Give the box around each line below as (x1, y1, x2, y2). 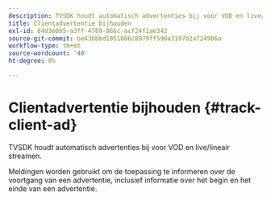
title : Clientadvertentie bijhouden (8, 19, 131, 27)
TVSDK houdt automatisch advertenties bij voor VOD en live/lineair (8, 142, 230, 152)
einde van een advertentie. (8, 183, 98, 194)
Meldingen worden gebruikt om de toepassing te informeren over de (8, 166, 236, 176)
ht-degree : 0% (8, 57, 56, 65)
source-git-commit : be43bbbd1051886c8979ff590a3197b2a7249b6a (8, 34, 222, 43)
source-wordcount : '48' (8, 49, 89, 57)
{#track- (203, 98, 262, 117)
